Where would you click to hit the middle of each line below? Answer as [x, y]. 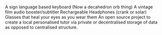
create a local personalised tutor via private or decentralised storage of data [81, 22]
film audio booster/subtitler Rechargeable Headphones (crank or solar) [76, 12]
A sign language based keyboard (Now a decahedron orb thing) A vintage [79, 7]
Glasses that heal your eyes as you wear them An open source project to [78, 17]
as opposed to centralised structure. [41, 27]
